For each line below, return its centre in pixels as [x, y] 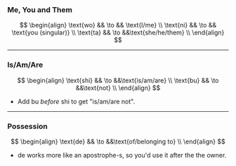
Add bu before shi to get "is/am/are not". [76, 101]
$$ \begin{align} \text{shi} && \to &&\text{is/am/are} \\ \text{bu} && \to [118, 80]
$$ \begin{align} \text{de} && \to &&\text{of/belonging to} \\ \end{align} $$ [118, 141]
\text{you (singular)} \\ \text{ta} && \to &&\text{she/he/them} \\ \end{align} [118, 32]
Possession [27, 126]
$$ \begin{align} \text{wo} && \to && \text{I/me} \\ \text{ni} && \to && [118, 25]
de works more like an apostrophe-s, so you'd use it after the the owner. [122, 155]
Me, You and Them [40, 10]
